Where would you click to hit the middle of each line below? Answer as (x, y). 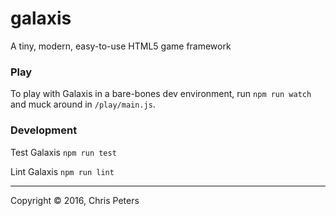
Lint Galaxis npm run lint (62, 171)
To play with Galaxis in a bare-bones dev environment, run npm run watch (161, 94)
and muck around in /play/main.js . (83, 104)
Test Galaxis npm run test (63, 152)
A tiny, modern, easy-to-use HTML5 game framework (121, 46)
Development (44, 130)
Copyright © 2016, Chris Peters (75, 200)
